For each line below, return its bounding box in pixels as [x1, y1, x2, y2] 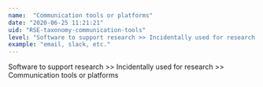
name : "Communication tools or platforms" [8, 11, 154, 20]
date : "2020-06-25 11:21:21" [8, 19, 104, 27]
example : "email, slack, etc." [8, 41, 111, 49]
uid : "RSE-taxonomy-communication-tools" [8, 26, 146, 34]
